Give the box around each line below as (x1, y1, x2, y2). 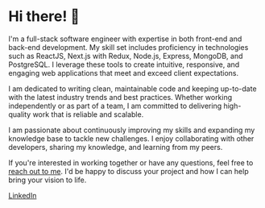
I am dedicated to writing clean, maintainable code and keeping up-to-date (8, 84, 257, 94)
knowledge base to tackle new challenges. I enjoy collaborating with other (8, 133, 255, 144)
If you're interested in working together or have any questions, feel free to (8, 157, 254, 168)
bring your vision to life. (8, 175, 87, 185)
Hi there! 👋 (8, 7, 81, 26)
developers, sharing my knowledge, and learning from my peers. (8, 142, 223, 152)
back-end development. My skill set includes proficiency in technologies (8, 42, 249, 52)
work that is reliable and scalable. (32, 109, 144, 119)
